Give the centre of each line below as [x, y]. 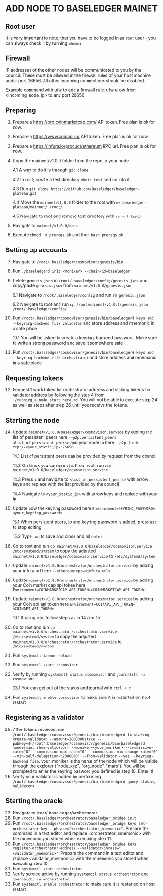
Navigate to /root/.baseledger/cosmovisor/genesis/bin [68, 262]
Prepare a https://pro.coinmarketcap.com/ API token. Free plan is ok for [84, 122]
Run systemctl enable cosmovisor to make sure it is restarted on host [81, 697]
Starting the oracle [34, 801]
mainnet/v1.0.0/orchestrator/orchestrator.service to [67, 642]
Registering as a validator [45, 718]
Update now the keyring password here [52, 508]
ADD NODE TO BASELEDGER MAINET [82, 8]
